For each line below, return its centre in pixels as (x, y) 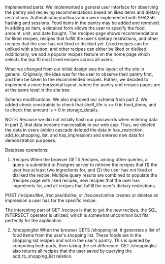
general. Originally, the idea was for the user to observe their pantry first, (79, 74)
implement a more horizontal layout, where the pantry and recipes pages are (83, 85)
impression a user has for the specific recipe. (51, 200)
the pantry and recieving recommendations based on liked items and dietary (82, 12)
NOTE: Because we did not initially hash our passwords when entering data (82, 119)
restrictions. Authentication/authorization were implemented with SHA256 (80, 17)
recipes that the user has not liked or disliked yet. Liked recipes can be (77, 44)
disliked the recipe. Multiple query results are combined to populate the (85, 175)
